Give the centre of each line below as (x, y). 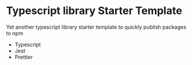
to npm (15, 33)
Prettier (24, 57)
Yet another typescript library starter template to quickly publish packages (96, 27)
